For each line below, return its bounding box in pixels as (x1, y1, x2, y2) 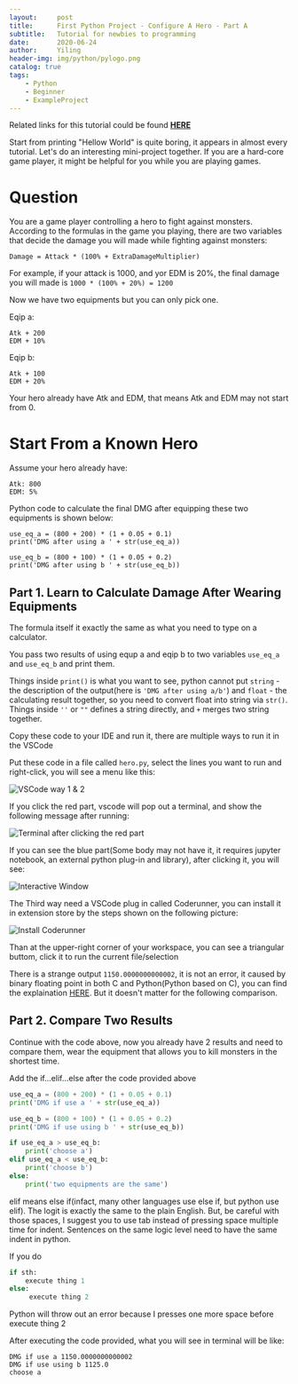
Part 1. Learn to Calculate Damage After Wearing (9, 585, 282, 600)
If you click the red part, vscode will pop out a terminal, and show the (9, 801, 263, 812)
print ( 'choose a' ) (25, 1147, 93, 1156)
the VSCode (9, 740, 53, 751)
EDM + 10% (9, 336, 46, 346)
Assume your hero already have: (9, 463, 128, 473)
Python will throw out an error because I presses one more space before (9, 1309, 274, 1319)
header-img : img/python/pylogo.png (9, 54, 141, 63)
